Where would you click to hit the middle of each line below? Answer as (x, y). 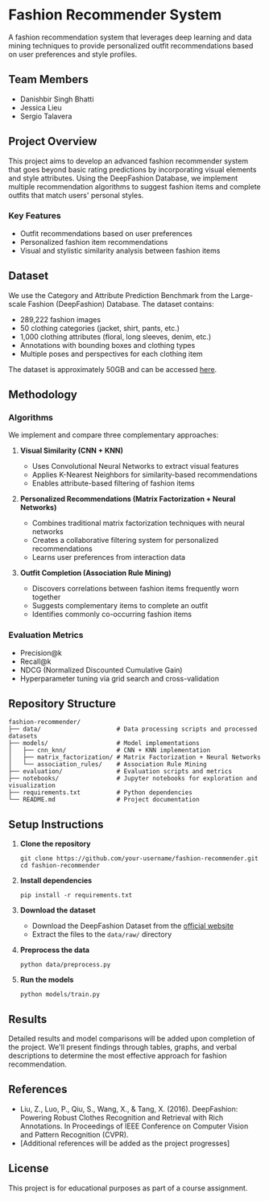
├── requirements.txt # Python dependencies (101, 793)
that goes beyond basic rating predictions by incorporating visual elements (132, 169)
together (46, 597)
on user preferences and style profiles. (73, 54)
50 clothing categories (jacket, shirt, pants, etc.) (99, 328)
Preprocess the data (55, 950)
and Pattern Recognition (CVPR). (74, 1134)
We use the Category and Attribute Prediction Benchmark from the (119, 295)
